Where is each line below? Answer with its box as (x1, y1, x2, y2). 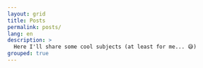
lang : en (7, 30, 33, 38)
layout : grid (7, 10, 46, 18)
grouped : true (7, 50, 50, 57)
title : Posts (7, 17, 46, 24)
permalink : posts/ (7, 23, 62, 30)
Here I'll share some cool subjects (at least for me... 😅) (13, 43, 197, 50)
